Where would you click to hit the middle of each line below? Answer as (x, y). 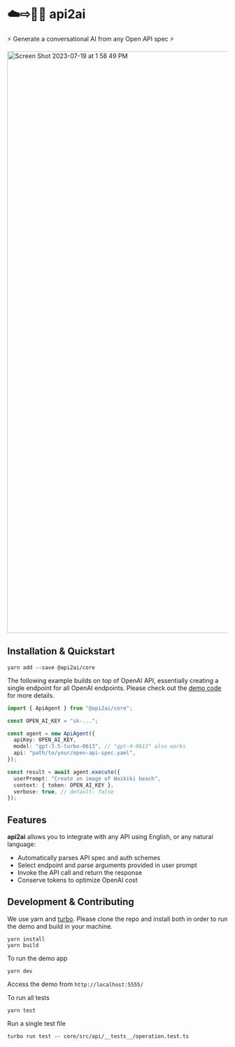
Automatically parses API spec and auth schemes (89, 858)
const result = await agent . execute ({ (64, 772)
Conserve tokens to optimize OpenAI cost (77, 880)
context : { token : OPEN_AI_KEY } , (64, 785)
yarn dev (20, 971)
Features (27, 820)
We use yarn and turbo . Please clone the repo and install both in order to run (117, 919)
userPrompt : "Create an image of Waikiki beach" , (87, 778)
